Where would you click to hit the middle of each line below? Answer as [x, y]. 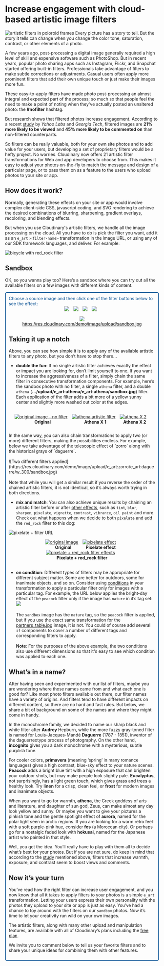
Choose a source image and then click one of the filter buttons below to [81, 298]
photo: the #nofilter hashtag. [34, 109]
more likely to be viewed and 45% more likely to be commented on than [79, 129]
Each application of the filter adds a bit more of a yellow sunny [79, 397]
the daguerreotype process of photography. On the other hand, [72, 740]
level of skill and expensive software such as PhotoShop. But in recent [76, 58]
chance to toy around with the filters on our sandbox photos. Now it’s [77, 910]
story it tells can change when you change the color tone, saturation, [74, 38]
